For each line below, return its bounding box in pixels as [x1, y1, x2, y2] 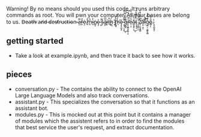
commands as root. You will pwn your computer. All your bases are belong [6, 11, 190, 19]
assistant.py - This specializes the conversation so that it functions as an [14, 98, 195, 105]
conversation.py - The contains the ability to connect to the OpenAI [14, 85, 182, 93]
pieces [6, 69, 32, 80]
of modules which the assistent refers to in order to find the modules [14, 117, 185, 124]
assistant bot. [14, 105, 49, 112]
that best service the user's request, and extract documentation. [14, 123, 175, 131]
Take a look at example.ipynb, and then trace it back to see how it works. [14, 52, 196, 59]
